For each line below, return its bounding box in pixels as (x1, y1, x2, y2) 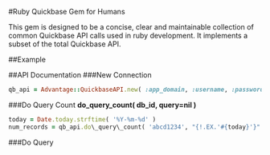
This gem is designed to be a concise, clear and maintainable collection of (8, 22, 255, 31)
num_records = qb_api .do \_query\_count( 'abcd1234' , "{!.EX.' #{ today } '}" (8, 123, 261, 131)
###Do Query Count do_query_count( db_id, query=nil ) (8, 100, 197, 109)
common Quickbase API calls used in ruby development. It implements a (8, 31, 248, 40)
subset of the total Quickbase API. (8, 39, 121, 49)
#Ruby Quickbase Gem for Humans (8, 7, 126, 16)
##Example (8, 55, 47, 64)
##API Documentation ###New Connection (8, 70, 152, 79)
